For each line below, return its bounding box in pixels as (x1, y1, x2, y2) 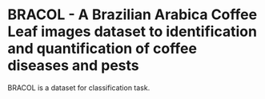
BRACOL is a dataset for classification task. (7, 82, 151, 93)
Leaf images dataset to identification (7, 22, 258, 41)
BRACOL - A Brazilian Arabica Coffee (7, 6, 258, 24)
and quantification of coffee (7, 40, 198, 57)
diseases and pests (7, 57, 139, 75)
